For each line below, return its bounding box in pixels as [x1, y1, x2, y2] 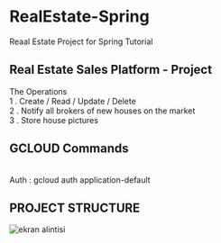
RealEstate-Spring [9, 6, 151, 27]
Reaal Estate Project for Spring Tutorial [9, 36, 153, 47]
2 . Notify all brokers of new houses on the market [9, 105, 196, 116]
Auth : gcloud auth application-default [9, 174, 151, 185]
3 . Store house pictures [9, 114, 99, 125]
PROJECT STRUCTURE [9, 200, 141, 215]
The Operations [9, 85, 68, 96]
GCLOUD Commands [9, 141, 129, 157]
